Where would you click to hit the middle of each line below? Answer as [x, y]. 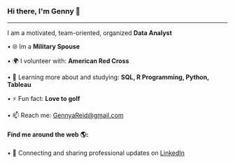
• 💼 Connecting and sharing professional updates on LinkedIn [96, 153]
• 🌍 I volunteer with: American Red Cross [68, 61]
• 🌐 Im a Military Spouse [44, 47]
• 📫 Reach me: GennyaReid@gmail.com [65, 116]
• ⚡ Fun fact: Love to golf [44, 99]
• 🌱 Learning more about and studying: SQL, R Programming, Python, [108, 77]
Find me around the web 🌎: [48, 134]
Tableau [19, 85]
